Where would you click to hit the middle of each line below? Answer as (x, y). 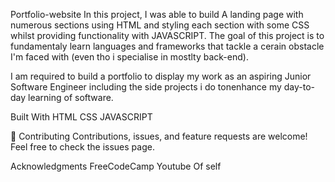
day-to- (299, 87)
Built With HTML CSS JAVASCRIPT (81, 117)
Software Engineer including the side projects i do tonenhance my (146, 87)
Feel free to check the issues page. (82, 147)
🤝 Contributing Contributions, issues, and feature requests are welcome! (159, 136)
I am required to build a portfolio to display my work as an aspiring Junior (161, 76)
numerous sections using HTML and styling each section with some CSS (160, 25)
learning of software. (71, 97)
